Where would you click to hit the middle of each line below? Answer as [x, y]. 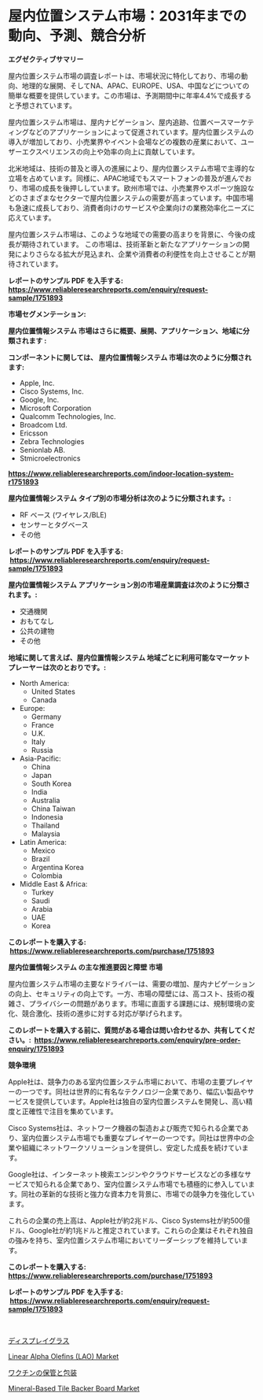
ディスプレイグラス [39, 1340]
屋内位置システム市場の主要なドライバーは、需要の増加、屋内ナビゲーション [132, 983]
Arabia [42, 909]
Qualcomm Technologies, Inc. [68, 416]
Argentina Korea [57, 867]
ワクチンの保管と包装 [42, 1372]
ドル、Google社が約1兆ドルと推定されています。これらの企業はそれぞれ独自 [131, 1230]
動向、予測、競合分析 [77, 36]
